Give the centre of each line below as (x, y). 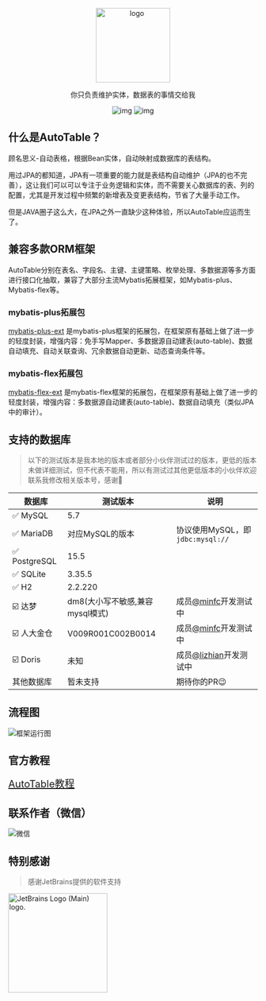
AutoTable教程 (42, 784)
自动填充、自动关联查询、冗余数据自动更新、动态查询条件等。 (109, 350)
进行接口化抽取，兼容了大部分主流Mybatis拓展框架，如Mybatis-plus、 (123, 280)
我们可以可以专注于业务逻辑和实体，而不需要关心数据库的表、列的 (147, 185)
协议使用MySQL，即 (214, 530)
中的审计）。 (27, 412)
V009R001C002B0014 (111, 634)
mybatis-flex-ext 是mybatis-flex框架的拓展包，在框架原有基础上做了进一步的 (133, 392)
